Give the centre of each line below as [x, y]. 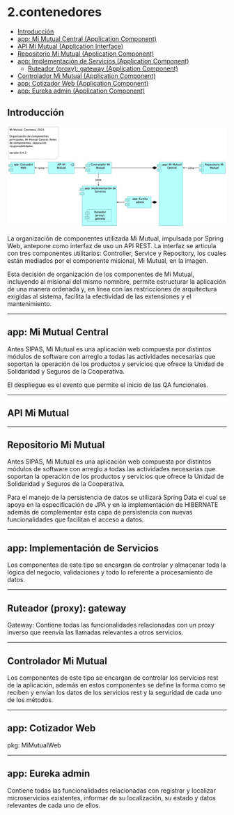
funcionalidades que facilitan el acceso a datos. [76, 519]
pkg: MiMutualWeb [34, 745]
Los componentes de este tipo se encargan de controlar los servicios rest [113, 678]
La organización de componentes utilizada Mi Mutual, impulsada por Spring [116, 238]
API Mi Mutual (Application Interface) [70, 46]
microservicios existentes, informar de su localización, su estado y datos [111, 798]
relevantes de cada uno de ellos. [54, 805]
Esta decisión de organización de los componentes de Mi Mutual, [101, 274]
